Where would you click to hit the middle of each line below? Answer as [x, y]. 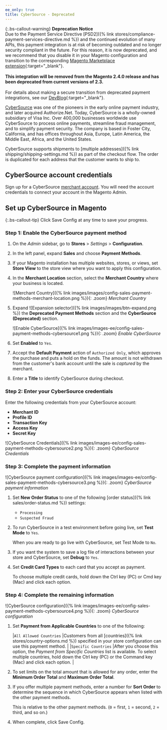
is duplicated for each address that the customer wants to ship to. [73, 159]
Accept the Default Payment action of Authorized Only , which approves [86, 353]
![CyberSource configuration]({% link [43, 606]
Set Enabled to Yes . [32, 343]
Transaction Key [30, 423]
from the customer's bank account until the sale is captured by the [81, 364]
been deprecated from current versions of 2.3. [54, 82]
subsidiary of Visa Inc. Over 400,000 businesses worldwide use [71, 118]
